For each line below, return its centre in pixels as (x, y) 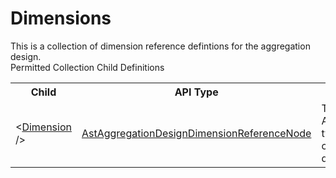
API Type (196, 92)
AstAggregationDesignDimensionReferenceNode (196, 133)
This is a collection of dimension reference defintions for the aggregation (160, 46)
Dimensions (61, 18)
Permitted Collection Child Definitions (87, 67)
